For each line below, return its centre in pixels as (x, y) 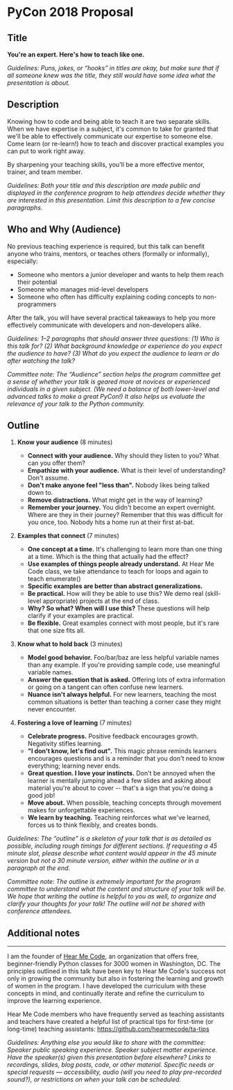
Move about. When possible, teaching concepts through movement (124, 803)
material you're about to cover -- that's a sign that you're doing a (120, 788)
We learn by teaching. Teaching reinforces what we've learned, (119, 818)
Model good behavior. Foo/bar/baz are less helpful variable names (123, 658)
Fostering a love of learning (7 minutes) (75, 723)
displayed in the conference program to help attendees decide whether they (116, 193)
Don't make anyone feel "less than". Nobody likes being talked (119, 485)
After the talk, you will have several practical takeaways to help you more (112, 317)
